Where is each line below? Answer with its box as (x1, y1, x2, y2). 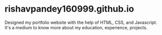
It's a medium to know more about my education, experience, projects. (4, 24, 148, 30)
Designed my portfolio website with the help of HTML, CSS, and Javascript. (4, 19, 158, 25)
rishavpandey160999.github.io (4, 3, 135, 15)
